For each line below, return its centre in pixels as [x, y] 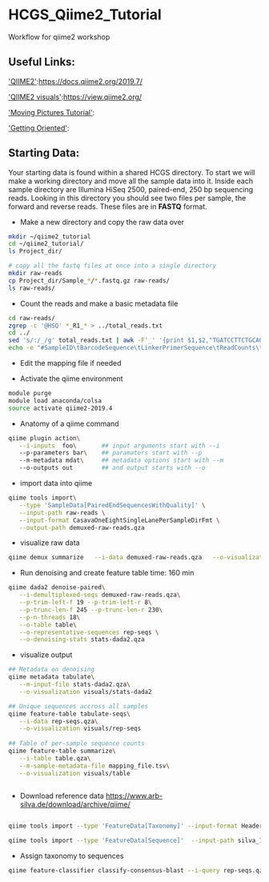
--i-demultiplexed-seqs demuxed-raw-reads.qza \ [100, 595]
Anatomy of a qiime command [69, 423]
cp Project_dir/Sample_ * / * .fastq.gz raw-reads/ [89, 281]
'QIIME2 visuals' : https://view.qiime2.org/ [75, 97]
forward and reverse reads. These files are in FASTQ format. [108, 206]
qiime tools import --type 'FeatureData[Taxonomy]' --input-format [123, 826]
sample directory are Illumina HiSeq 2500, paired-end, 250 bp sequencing [131, 189]
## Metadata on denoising [51, 670]
